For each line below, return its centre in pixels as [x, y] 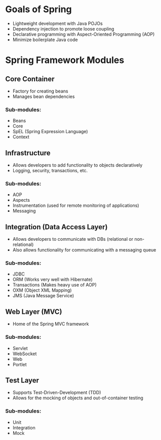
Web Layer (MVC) [34, 312]
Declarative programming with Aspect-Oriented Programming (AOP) [84, 34]
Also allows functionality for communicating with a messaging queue [84, 250]
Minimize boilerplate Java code [45, 40]
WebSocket [25, 354]
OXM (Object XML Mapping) [42, 290]
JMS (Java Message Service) [43, 296]
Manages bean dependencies [44, 96]
